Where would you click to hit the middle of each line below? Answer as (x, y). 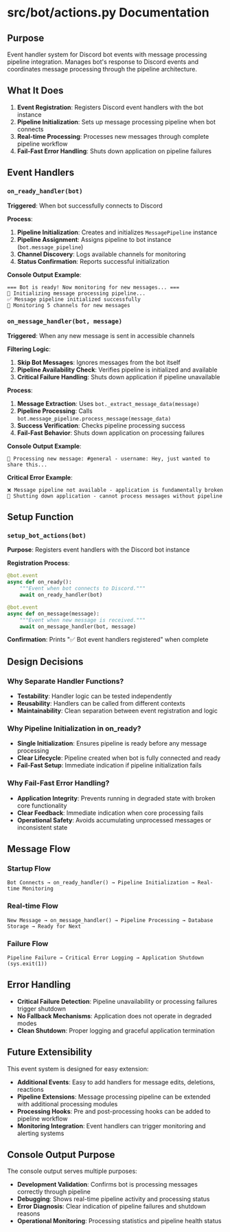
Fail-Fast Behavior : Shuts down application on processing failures (111, 433)
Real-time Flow (33, 906)
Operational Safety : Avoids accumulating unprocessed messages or (114, 820)
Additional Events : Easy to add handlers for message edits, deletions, (116, 1082)
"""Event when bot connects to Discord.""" (83, 589)
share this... (27, 464)
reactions (31, 1089)
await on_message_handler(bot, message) (78, 627)
